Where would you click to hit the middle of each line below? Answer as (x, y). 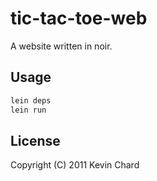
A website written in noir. (61, 46)
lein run (28, 110)
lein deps (31, 100)
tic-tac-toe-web (79, 18)
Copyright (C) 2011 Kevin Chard (75, 165)
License (35, 140)
